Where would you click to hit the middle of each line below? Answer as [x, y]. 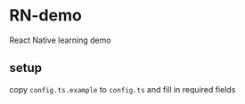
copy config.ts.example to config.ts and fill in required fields [122, 89]
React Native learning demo [60, 40]
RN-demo [45, 16]
